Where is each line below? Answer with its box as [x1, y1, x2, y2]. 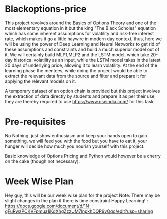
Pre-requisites [5, 116, 66, 128]
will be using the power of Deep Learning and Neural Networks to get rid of [5, 41, 160, 47]
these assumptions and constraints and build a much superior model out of [5, 46, 160, 52]
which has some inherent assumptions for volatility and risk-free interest [5, 30, 154, 36]
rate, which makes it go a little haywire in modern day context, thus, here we [5, 36, 162, 42]
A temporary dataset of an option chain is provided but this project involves [5, 88, 160, 94]
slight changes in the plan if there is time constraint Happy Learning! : [5, 197, 148, 203]
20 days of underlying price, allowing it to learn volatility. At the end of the [5, 62, 157, 68]
